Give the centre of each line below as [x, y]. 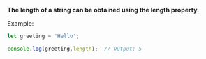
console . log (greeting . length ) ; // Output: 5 [74, 49]
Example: [21, 23]
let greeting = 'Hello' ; [43, 36]
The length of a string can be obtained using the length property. [103, 10]
